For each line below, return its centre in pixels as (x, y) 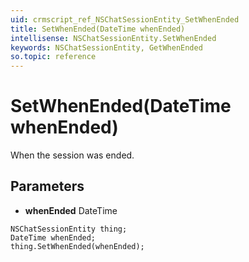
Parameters (47, 186)
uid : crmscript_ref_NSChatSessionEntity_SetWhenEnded (125, 19)
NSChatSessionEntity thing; (69, 229)
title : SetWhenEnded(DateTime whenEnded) (98, 29)
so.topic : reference (53, 57)
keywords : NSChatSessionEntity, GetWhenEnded (106, 47)
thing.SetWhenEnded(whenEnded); (77, 246)
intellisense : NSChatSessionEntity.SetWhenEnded (113, 38)
